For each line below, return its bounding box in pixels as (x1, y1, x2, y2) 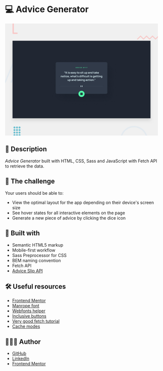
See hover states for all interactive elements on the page (12, 210, 125, 216)
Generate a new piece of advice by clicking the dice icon (12, 215, 126, 221)
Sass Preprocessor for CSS (12, 252, 67, 258)
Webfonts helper (12, 308, 46, 314)
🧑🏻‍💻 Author (5, 337, 41, 346)
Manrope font (12, 303, 40, 309)
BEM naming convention (12, 257, 61, 263)
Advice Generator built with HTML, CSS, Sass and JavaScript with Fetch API (5, 158, 158, 164)
